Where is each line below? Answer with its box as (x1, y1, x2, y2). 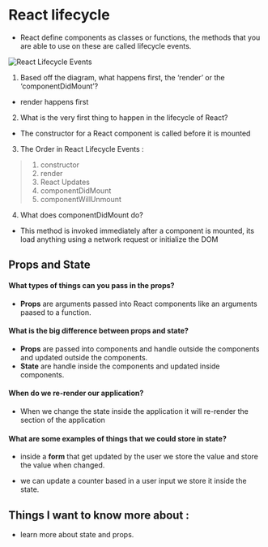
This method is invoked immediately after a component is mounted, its (19, 226, 255, 235)
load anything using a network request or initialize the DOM (19, 234, 219, 244)
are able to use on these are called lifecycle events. (19, 41, 192, 50)
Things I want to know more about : (8, 508, 190, 522)
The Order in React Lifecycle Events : (19, 144, 144, 153)
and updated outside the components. (19, 352, 148, 362)
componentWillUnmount (40, 194, 121, 204)
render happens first (19, 97, 89, 106)
